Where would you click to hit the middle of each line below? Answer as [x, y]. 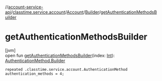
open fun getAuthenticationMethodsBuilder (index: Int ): [60, 55]
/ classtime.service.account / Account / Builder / [56, 12]
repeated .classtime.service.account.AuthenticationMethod [66, 69]
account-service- [26, 7]
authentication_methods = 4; [35, 74]
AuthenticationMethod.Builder [35, 61]
